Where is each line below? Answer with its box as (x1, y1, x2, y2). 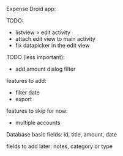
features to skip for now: (6, 107, 69, 115)
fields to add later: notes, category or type (6, 143, 113, 150)
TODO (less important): (6, 54, 65, 60)
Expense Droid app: (6, 5, 56, 12)
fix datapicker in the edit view (15, 42, 90, 49)
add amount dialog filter (15, 65, 76, 73)
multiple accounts (15, 119, 61, 126)
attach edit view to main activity (15, 35, 96, 42)
